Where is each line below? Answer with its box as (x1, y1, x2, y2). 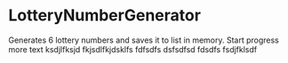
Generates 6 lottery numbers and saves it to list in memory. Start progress (8, 35, 279, 45)
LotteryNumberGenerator (8, 5, 202, 26)
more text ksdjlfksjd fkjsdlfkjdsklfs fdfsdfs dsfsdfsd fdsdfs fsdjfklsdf (8, 43, 258, 54)
